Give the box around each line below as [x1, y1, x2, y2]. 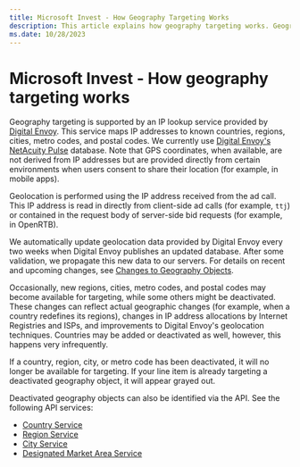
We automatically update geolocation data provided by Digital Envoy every [9, 237, 283, 247]
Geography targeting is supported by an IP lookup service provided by [9, 117, 269, 128]
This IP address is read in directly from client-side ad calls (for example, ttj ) [9, 200, 291, 211]
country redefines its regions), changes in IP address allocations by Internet [9, 311, 288, 321]
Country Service [21, 420, 83, 430]
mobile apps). [9, 173, 60, 184]
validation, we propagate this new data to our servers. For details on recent [9, 255, 286, 266]
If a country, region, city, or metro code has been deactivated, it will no [9, 356, 270, 367]
